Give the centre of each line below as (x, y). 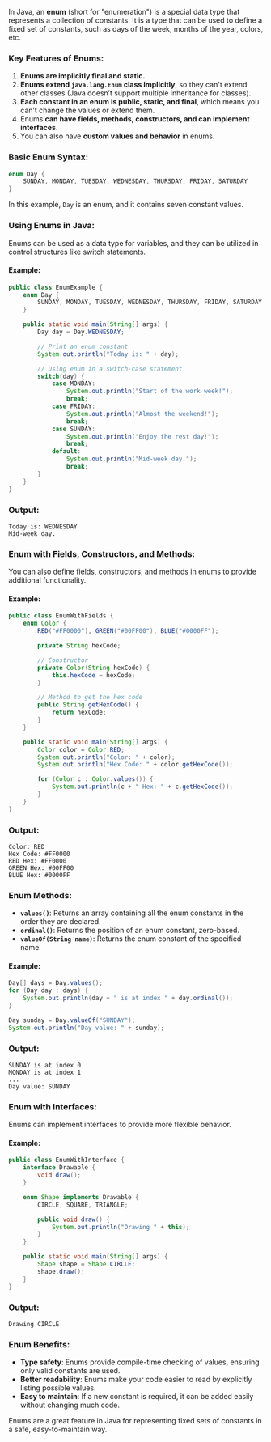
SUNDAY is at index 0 (45, 1065)
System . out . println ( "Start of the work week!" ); (149, 392)
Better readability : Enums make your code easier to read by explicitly (136, 1380)
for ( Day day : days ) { (49, 990)
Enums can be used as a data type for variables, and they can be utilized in (133, 243)
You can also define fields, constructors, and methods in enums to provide (133, 572)
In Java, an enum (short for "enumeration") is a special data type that (124, 12)
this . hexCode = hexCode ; (93, 675)
